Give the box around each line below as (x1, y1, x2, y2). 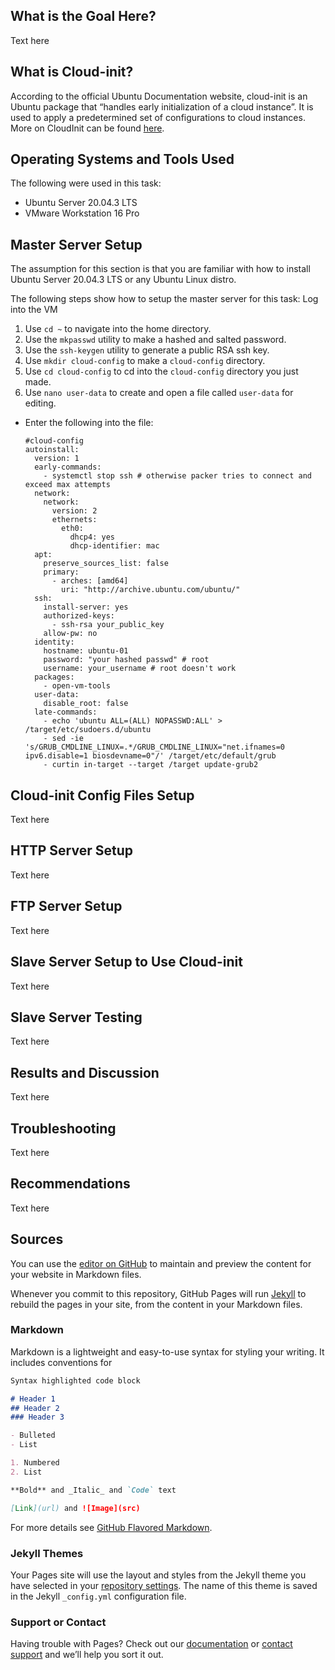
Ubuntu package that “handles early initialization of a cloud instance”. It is (10, 100, 314, 113)
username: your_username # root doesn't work (43, 664, 237, 674)
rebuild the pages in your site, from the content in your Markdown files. (10, 1298, 303, 1310)
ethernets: (51, 515, 98, 525)
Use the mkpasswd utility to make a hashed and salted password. (24, 334, 287, 346)
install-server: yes (43, 602, 129, 613)
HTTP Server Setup (10, 842, 133, 859)
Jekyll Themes (10, 1546, 84, 1560)
